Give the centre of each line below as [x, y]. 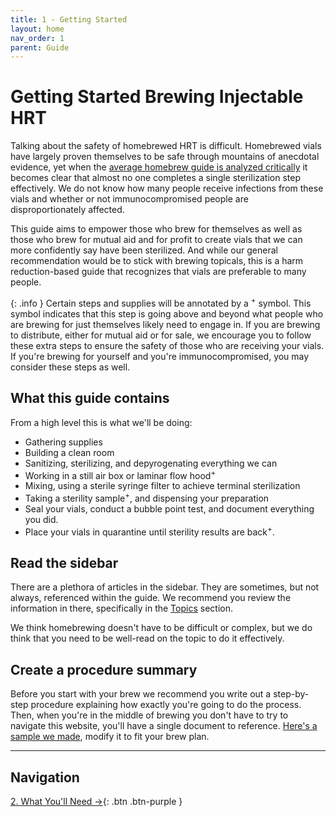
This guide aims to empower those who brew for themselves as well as [156, 229]
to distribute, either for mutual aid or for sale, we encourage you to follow [161, 335]
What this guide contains [90, 398]
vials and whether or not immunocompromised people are [129, 199]
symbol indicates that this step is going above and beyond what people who [167, 313]
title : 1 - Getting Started [69, 19]
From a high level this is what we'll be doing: [101, 422]
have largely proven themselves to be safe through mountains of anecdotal [165, 157]
